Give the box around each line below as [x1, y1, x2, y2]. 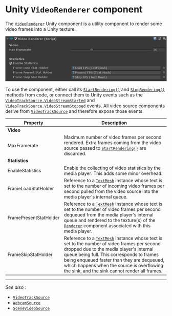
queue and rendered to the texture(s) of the [63, 217, 156, 224]
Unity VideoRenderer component [5, 4, 143, 15]
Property [24, 120, 44, 126]
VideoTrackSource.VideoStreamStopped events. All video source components [5, 103, 165, 109]
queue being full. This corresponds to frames [63, 251, 159, 258]
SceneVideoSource [12, 306, 50, 311]
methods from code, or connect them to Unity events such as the [5, 92, 143, 98]
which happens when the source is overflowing [63, 263, 164, 269]
